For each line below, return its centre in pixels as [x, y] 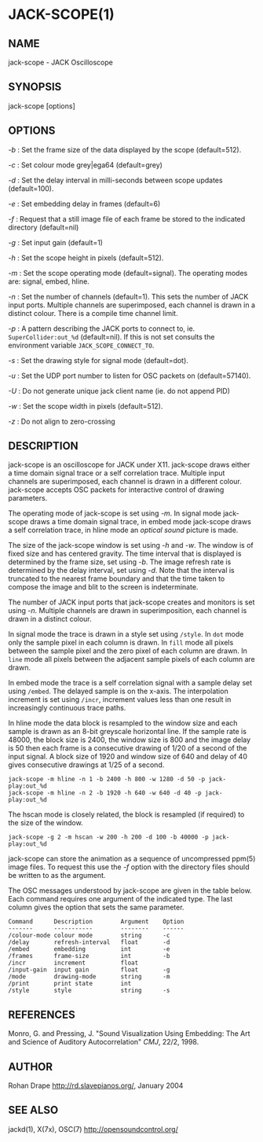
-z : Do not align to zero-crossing [62, 421]
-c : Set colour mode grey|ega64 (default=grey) [86, 165]
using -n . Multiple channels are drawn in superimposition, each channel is [128, 611]
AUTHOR [31, 1067]
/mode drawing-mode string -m [89, 977]
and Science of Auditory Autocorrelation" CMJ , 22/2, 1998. [104, 1042]
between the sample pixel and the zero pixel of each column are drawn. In [128, 651]
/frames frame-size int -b [89, 957]
